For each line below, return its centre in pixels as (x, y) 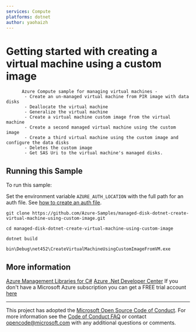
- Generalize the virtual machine (66, 112)
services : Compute (28, 11)
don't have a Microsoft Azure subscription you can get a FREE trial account (96, 287)
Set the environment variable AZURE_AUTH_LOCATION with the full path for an (95, 196)
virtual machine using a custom (84, 63)
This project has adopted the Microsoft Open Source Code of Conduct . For (96, 310)
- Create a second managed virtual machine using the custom (100, 127)
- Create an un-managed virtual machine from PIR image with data (107, 97)
